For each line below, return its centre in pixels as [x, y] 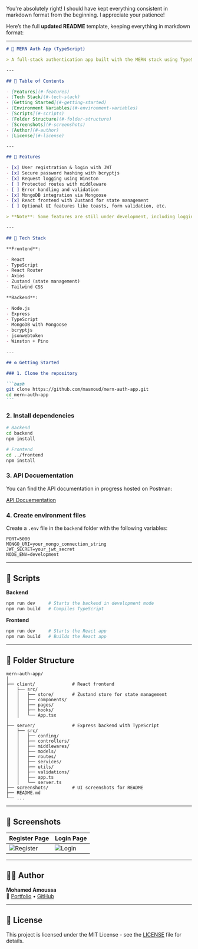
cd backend [19, 433]
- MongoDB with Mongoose [37, 325]
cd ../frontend [25, 455]
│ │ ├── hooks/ [30, 710]
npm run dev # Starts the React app [57, 631]
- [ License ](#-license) [35, 135]
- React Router [25, 271]
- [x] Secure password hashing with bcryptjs [63, 173]
